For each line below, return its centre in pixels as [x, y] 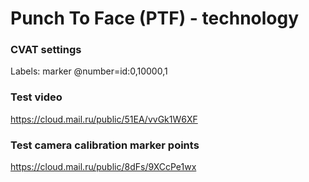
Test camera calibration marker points [105, 145]
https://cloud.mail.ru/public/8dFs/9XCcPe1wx [103, 167]
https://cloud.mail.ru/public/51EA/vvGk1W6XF [104, 119]
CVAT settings [46, 50]
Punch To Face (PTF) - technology [155, 18]
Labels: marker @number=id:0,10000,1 [89, 71]
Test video [36, 97]
